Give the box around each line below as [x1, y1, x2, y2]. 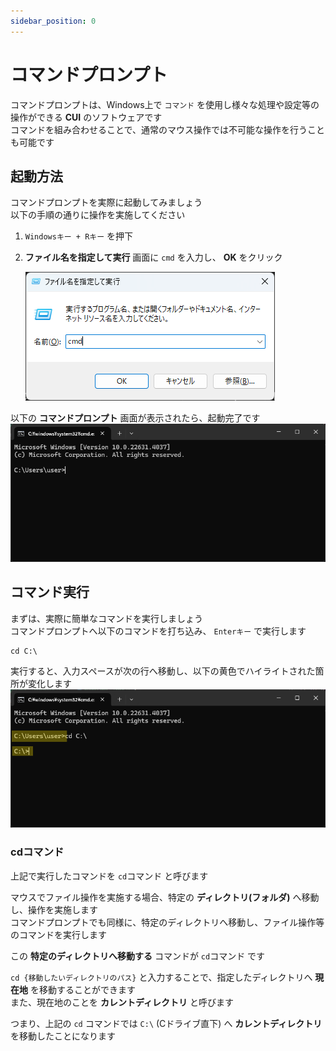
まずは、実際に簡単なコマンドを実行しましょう [10, 612, 203, 624]
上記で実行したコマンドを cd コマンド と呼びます [10, 870, 209, 882]
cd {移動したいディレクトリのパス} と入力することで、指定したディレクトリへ [10, 971, 313, 983]
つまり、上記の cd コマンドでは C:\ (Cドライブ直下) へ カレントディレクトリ [10, 1017, 323, 1029]
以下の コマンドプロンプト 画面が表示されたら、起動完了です [10, 412, 261, 424]
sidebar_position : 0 [10, 16, 97, 26]
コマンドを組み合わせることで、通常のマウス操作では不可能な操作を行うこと [10, 123, 326, 135]
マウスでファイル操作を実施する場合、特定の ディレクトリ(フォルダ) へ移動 [10, 891, 320, 903]
